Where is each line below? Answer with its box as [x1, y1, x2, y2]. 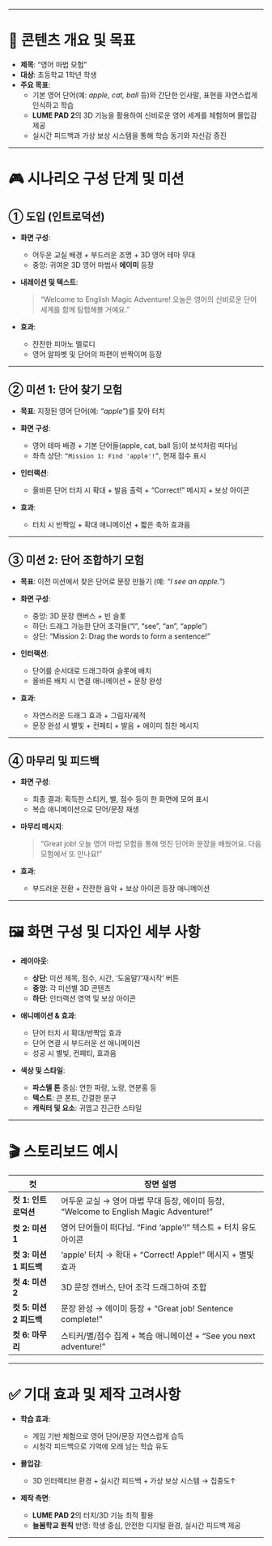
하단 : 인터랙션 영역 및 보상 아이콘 [32, 993, 136, 1003]
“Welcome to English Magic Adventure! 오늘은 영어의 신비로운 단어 [40, 294, 257, 304]
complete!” [60, 1314, 103, 1325]
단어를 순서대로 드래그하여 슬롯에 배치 [32, 665, 152, 675]
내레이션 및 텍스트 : [19, 277, 79, 286]
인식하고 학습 [32, 100, 74, 110]
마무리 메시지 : [19, 821, 64, 832]
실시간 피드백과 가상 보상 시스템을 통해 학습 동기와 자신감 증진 [32, 131, 227, 140]
